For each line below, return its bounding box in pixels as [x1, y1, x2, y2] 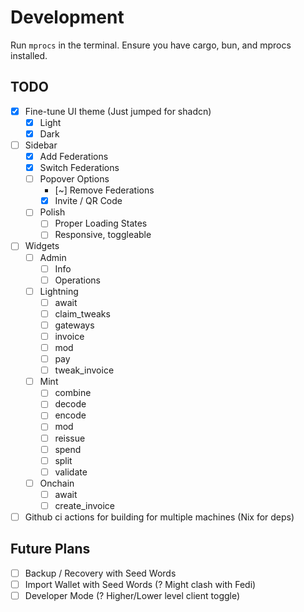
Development [10, 6, 125, 29]
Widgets [24, 240, 60, 252]
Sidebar [24, 139, 58, 151]
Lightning [39, 285, 79, 297]
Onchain [39, 477, 75, 489]
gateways [54, 319, 95, 331]
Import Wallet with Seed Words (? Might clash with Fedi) [24, 578, 257, 590]
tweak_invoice [54, 364, 115, 376]
